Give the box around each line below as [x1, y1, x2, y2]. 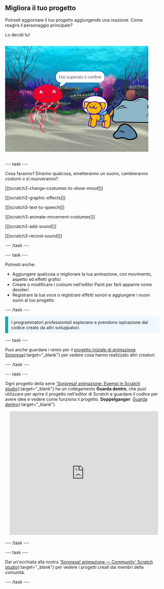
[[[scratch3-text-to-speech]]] [5, 204, 65, 210]
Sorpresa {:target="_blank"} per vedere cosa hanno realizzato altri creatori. [5, 352, 156, 358]
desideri [12, 286, 29, 292]
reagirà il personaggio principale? [5, 22, 73, 28]
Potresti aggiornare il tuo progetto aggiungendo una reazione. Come [5, 17, 143, 23]
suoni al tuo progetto [12, 297, 55, 303]
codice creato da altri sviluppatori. [11, 324, 80, 330]
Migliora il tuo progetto [5, 4, 76, 12]
